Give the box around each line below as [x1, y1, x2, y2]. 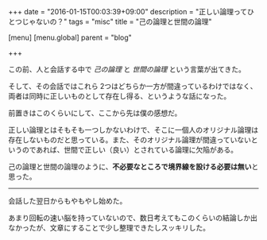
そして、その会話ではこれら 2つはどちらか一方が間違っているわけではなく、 [8, 82, 257, 91]
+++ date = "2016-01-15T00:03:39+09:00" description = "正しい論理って [8, 7, 248, 16]
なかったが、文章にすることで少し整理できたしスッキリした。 [8, 223, 211, 232]
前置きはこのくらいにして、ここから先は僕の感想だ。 [8, 108, 182, 118]
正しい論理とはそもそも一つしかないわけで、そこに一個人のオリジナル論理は [8, 126, 259, 134]
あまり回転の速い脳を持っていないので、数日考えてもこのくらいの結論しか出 [8, 213, 258, 223]
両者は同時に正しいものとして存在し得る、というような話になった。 [8, 91, 231, 101]
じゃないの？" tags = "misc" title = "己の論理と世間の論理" [21, 17, 212, 26]
